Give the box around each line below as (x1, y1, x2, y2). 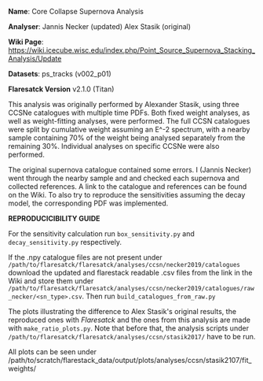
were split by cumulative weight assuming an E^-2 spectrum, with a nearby (8, 125, 250, 134)
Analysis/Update (8, 54, 62, 63)
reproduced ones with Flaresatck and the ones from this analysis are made (8, 315, 251, 324)
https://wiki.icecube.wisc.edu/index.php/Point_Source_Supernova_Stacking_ (8, 46, 256, 54)
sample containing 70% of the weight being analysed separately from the (8, 133, 246, 142)
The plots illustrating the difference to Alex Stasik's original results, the (8, 307, 237, 316)
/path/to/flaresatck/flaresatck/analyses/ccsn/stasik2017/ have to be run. (8, 332, 256, 341)
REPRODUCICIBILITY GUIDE (8, 214, 100, 223)
